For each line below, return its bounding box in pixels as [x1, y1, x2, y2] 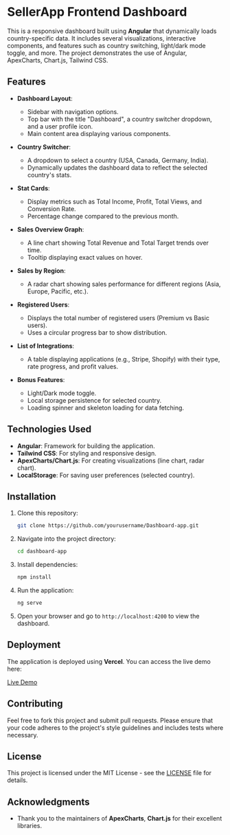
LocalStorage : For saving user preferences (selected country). [16, 471, 195, 479]
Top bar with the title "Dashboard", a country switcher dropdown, [27, 115, 212, 123]
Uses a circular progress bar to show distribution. [27, 328, 168, 337]
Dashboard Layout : [16, 94, 73, 102]
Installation [7, 491, 56, 502]
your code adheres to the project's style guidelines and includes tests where [7, 723, 224, 732]
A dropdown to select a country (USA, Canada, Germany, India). [27, 156, 209, 164]
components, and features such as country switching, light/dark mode [7, 41, 206, 49]
